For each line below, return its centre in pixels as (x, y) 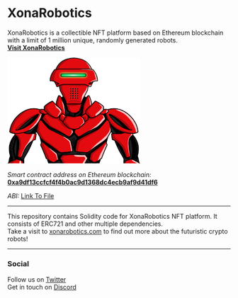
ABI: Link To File (31, 196)
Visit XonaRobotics (36, 47)
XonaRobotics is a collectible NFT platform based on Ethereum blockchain (115, 33)
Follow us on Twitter (37, 279)
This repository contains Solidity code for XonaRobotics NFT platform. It (112, 217)
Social (18, 264)
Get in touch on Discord (42, 287)
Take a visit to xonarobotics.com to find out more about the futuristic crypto (118, 231)
